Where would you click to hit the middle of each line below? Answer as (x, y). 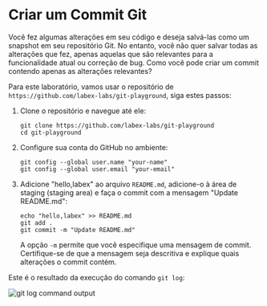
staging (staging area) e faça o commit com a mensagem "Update (129, 192)
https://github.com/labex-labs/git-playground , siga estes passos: (120, 95)
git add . (36, 222)
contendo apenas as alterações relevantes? (80, 71)
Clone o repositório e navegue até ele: (83, 111)
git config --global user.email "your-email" (97, 169)
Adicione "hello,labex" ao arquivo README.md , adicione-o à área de (128, 184)
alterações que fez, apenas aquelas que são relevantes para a (111, 54)
